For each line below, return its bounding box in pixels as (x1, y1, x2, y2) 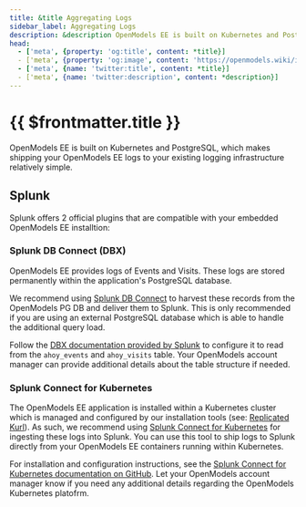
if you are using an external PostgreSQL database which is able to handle (9, 312, 284, 323)
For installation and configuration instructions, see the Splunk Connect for (9, 459, 287, 470)
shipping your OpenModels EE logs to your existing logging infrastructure (9, 151, 285, 162)
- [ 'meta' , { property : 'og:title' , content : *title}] (17, 47, 226, 57)
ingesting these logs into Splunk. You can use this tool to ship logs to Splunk (9, 431, 296, 442)
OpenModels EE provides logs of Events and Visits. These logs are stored (9, 265, 285, 276)
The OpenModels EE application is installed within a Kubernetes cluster (9, 402, 277, 413)
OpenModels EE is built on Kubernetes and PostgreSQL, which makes (9, 142, 270, 153)
